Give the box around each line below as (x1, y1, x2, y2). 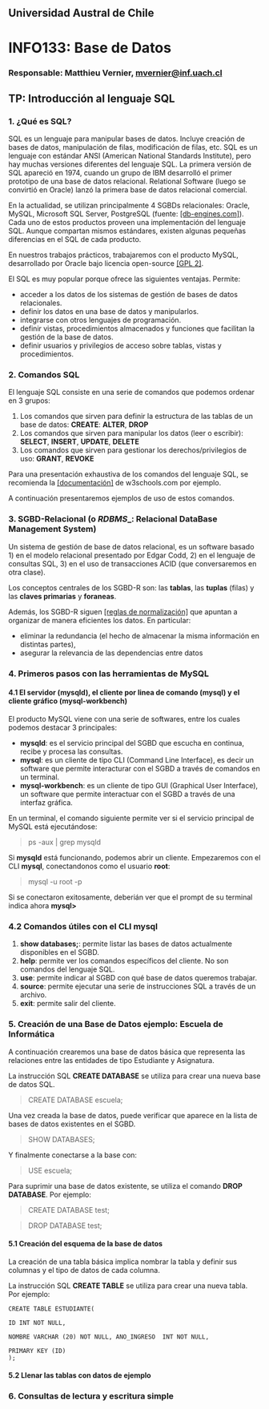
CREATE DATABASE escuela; (27, 1095, 123, 1105)
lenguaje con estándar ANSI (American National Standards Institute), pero (8, 151, 252, 161)
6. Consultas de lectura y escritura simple (8, 1391, 175, 1402)
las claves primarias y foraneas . (8, 591, 117, 601)
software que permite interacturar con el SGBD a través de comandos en (19, 763, 260, 773)
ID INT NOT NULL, (8, 1318, 66, 1326)
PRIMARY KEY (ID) (8, 1347, 66, 1355)
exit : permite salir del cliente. (19, 999, 116, 1008)
